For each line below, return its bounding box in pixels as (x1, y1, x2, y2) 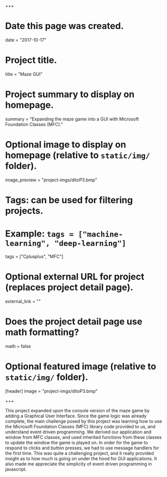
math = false (5, 343, 31, 349)
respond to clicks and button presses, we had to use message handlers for (5, 445, 159, 451)
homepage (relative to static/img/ (5, 150, 150, 161)
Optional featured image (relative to (5, 361, 156, 372)
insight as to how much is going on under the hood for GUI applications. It (5, 455, 157, 461)
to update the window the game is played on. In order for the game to (5, 439, 148, 445)
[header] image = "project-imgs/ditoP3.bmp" (5, 388, 98, 394)
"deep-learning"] (54, 239, 126, 249)
